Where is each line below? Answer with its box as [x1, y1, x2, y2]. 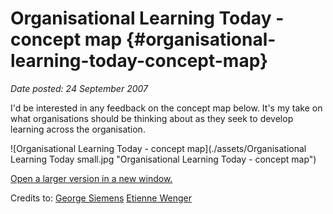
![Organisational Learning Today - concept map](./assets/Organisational [10, 142, 307, 154]
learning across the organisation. [10, 123, 146, 135]
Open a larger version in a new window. [10, 172, 173, 184]
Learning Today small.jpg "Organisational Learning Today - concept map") [10, 153, 317, 165]
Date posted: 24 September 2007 [10, 82, 148, 94]
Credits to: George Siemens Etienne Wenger [10, 192, 192, 204]
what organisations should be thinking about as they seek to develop [10, 112, 294, 124]
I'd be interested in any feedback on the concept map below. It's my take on [10, 102, 323, 114]
